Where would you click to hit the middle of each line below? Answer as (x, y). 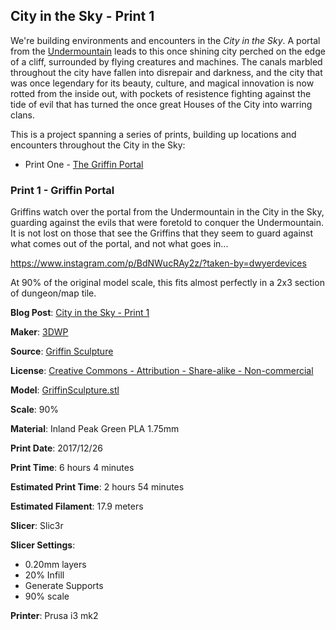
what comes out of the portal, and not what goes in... (119, 244)
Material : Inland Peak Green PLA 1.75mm (95, 429)
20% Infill (44, 575)
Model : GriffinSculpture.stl (65, 390)
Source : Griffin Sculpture (62, 351)
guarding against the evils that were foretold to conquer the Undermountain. (167, 223)
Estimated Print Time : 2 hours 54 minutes (97, 487)
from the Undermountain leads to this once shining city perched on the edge (168, 51)
